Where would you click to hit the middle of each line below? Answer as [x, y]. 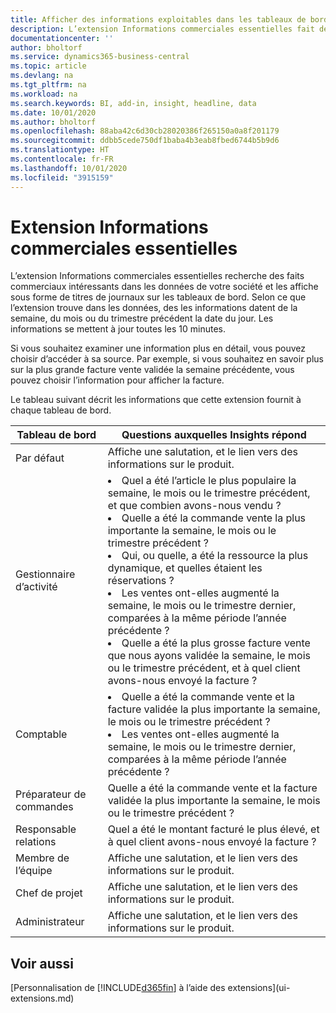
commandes [44, 807]
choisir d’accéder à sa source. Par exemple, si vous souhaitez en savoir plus [167, 359]
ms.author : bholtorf [53, 122]
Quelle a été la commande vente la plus [214, 518]
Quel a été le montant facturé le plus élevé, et [213, 829]
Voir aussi [42, 963]
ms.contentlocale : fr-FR [62, 159]
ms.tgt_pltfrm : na [48, 85]
